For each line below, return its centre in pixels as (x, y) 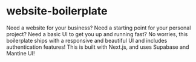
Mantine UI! (21, 53)
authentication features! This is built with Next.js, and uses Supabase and (98, 47)
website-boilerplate (57, 11)
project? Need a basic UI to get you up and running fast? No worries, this (97, 34)
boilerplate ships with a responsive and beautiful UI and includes (87, 40)
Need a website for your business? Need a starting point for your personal (99, 28)
